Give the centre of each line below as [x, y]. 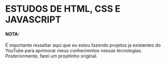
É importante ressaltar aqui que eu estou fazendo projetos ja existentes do [83, 45]
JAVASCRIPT [33, 20]
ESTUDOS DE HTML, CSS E [63, 9]
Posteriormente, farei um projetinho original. [52, 56]
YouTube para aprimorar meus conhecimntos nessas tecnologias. [74, 51]
